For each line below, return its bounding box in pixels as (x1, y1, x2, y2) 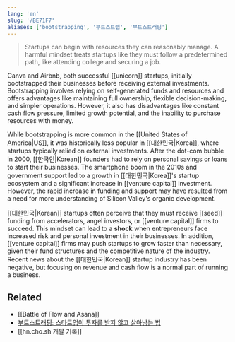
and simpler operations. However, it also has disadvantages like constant (7, 102, 219, 110)
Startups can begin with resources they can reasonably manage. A (24, 43, 219, 52)
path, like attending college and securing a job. (24, 58, 161, 66)
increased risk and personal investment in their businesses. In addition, (7, 232, 214, 240)
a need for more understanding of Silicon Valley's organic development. (7, 194, 217, 203)
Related (7, 291, 42, 303)
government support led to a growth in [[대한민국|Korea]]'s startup (7, 171, 200, 180)
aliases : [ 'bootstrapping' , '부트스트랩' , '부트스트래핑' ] (7, 23, 168, 30)
